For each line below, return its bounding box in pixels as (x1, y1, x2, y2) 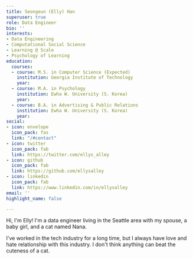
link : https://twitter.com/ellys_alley (11, 151, 110, 157)
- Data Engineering (6, 36, 54, 42)
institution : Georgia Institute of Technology (17, 75, 133, 80)
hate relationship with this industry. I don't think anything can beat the (6, 241, 176, 248)
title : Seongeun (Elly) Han (6, 8, 76, 15)
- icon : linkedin (6, 174, 49, 180)
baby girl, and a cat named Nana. (6, 223, 87, 231)
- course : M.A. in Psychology (11, 86, 86, 92)
